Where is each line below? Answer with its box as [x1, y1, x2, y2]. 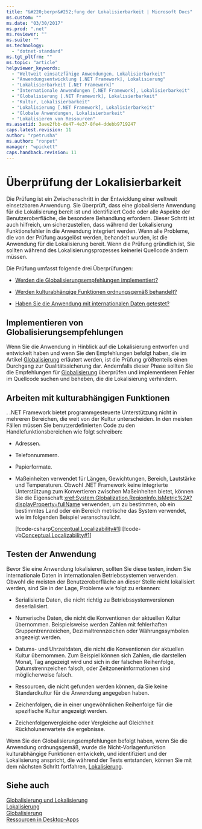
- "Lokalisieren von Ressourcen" [11, 115, 96, 122]
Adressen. [14, 440, 41, 447]
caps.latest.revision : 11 [6, 127, 71, 133]
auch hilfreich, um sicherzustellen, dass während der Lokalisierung [6, 221, 173, 229]
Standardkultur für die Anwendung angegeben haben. [14, 689, 150, 696]
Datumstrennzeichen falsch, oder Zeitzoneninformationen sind [14, 665, 171, 672]
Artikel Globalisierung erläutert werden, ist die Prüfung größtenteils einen [6, 356, 188, 363]
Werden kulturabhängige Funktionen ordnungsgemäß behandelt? [14, 288, 177, 296]
